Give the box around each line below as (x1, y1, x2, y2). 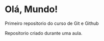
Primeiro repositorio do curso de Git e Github (5, 20, 99, 26)
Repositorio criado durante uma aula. (5, 30, 83, 36)
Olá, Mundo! (5, 4, 58, 15)
